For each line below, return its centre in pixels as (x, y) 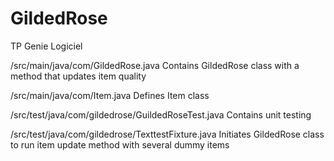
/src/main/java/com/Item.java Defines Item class (110, 95)
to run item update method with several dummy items (120, 144)
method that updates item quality (78, 76)
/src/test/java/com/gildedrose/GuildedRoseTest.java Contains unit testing (161, 114)
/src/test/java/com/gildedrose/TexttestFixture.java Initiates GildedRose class (167, 134)
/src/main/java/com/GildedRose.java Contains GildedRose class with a (155, 65)
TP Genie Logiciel (46, 46)
